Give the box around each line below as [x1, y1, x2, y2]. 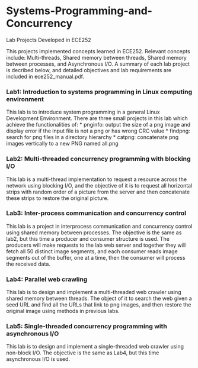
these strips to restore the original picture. [6, 194, 109, 202]
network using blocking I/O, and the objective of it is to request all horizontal [6, 182, 193, 189]
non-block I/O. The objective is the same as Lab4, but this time [6, 349, 159, 356]
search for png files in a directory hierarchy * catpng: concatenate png [6, 134, 179, 141]
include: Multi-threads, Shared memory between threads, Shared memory [6, 54, 187, 61]
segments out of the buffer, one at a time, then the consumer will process [6, 254, 186, 261]
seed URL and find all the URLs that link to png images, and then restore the [6, 301, 191, 308]
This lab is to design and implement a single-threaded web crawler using [6, 343, 184, 350]
